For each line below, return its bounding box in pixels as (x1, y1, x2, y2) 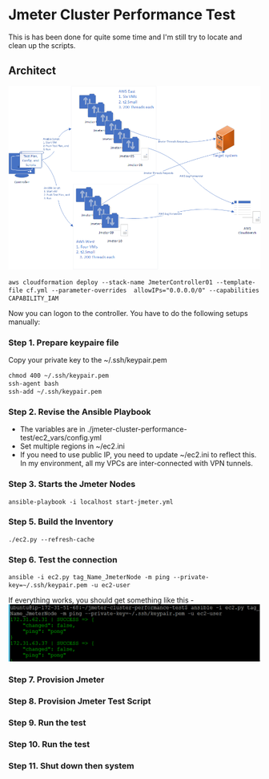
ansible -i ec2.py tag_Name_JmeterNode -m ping (8, 574, 171, 582)
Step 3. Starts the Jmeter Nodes (8, 479, 136, 490)
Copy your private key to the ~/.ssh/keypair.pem (8, 355, 167, 364)
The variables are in (19, 424, 86, 434)
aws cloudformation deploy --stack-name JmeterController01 (8, 278, 214, 286)
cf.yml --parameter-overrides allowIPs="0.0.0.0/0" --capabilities (26, 286, 260, 294)
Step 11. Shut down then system (8, 760, 134, 771)
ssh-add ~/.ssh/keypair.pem (8, 387, 102, 396)
